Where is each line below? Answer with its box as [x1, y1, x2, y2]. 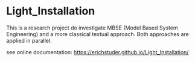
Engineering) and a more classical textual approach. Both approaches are [6, 30, 189, 37]
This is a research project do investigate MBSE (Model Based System [6, 24, 178, 31]
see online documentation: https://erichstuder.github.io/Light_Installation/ [6, 48, 189, 55]
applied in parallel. [6, 37, 53, 44]
